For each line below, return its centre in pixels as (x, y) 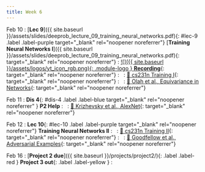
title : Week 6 (24, 12)
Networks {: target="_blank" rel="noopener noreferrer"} (76, 88)
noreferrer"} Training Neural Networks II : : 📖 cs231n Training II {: (90, 131)
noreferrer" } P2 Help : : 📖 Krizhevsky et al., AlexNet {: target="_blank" (96, 106)
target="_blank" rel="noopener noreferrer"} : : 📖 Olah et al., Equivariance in (102, 81)
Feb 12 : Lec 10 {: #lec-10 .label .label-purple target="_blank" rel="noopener (102, 124)
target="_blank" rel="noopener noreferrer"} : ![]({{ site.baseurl (85, 62)
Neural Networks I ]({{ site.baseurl (50, 49)
